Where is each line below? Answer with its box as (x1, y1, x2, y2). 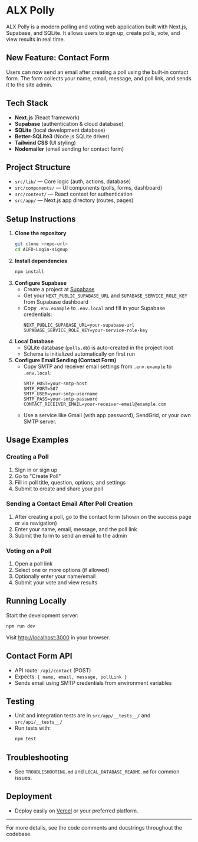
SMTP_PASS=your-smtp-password (23, 396, 98, 402)
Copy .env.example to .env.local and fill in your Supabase (23, 304, 166, 311)
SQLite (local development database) (14, 126, 105, 134)
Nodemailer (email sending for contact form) (14, 145, 124, 152)
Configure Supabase (14, 279, 67, 287)
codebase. (6, 830, 32, 837)
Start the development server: (6, 612, 79, 619)
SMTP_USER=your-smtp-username (23, 391, 98, 396)
